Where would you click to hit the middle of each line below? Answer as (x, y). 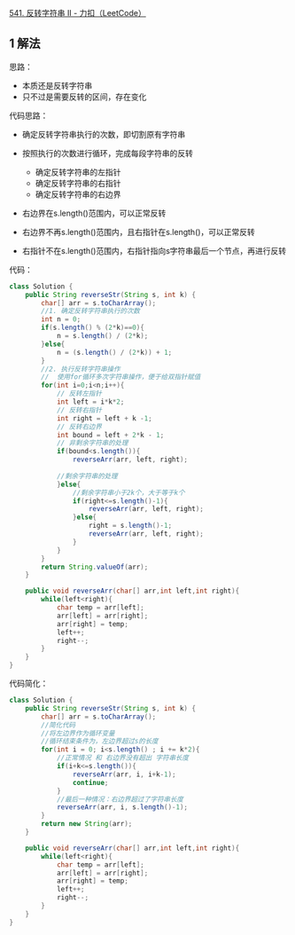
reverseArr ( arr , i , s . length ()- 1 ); (122, 807)
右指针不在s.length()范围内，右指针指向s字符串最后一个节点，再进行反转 (154, 250)
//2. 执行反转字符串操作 (81, 369)
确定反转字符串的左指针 (78, 172)
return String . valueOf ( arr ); (95, 567)
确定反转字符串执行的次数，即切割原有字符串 (104, 134)
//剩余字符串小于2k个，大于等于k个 (128, 492)
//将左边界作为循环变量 (78, 733)
